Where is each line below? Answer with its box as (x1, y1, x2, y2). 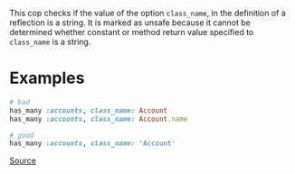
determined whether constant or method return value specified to (9, 27, 254, 37)
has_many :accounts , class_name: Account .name (9, 114, 188, 124)
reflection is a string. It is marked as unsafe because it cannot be (9, 17, 251, 28)
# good (9, 131, 34, 140)
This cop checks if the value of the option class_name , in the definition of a (9, 8, 287, 18)
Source (9, 155, 36, 166)
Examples (9, 68, 85, 88)
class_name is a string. (9, 36, 91, 47)
